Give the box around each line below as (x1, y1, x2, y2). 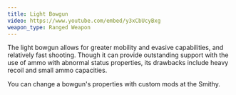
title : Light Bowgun (7, 10, 69, 18)
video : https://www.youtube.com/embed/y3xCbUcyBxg (7, 17, 161, 24)
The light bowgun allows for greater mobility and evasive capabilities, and (7, 44, 224, 52)
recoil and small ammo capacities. (7, 66, 108, 75)
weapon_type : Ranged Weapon (7, 24, 91, 31)
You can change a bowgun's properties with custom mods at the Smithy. (7, 80, 221, 89)
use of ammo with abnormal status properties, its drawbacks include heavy (7, 59, 229, 67)
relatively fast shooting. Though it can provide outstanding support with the (7, 51, 229, 59)
